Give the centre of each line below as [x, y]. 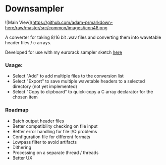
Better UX [22, 158]
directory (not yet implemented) [45, 86]
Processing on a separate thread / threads [55, 153]
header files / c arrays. [28, 42]
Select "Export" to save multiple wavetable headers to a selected [79, 81]
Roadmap [17, 110]
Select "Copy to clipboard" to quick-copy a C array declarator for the [83, 92]
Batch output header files [38, 121]
